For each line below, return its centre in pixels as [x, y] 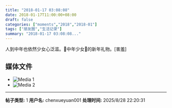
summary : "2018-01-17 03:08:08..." [43, 34]
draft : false [19, 19]
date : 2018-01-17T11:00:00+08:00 [41, 15]
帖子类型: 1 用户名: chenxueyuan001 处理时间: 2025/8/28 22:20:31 [75, 100]
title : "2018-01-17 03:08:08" [38, 10]
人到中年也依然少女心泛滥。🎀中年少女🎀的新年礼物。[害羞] [66, 49]
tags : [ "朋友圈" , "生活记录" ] [34, 29]
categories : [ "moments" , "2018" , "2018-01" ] [51, 24]
